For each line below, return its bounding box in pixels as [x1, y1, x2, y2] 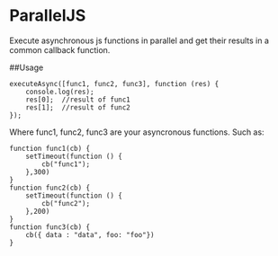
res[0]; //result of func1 [25, 95, 130, 104]
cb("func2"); [41, 199, 91, 207]
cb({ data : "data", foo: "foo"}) [25, 230, 155, 239]
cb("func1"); [41, 159, 91, 169]
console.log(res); [25, 87, 94, 96]
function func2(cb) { [9, 183, 91, 192]
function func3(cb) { [9, 222, 91, 232]
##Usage [9, 62, 44, 73]
